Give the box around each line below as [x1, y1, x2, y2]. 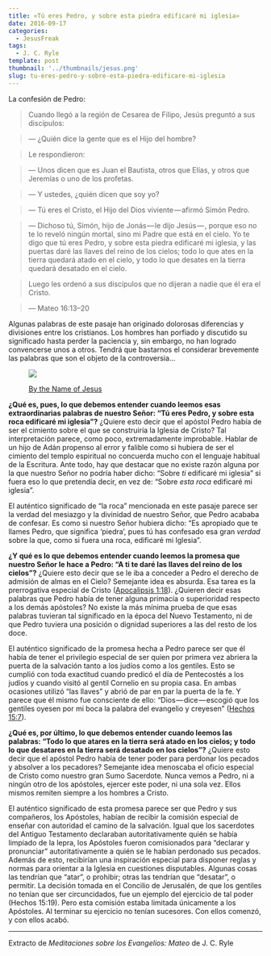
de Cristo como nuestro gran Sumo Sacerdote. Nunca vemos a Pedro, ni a [8, 770, 255, 780]
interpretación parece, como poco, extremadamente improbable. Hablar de [8, 433, 258, 444]
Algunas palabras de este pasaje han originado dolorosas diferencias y [8, 319, 244, 328]
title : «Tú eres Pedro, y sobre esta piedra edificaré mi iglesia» [8, 11, 240, 20]
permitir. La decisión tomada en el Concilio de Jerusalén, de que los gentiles [8, 880, 262, 890]
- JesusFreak [15, 34, 60, 43]
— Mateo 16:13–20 [27, 303, 90, 313]
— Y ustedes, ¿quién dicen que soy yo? [27, 189, 160, 198]
